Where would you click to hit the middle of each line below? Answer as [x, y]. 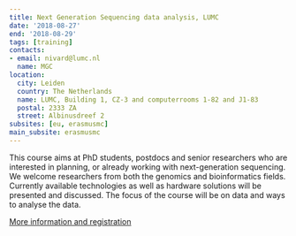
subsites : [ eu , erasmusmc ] [59, 125]
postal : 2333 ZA [47, 108]
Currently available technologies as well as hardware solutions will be [136, 186]
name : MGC [35, 67]
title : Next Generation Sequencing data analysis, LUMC [114, 17]
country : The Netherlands [65, 91]
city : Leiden [41, 83]
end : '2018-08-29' [43, 34]
